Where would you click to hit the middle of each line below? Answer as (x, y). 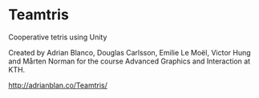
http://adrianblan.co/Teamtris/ (58, 85)
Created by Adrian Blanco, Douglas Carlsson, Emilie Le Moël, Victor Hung (129, 52)
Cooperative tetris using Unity (58, 37)
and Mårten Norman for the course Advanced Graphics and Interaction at (129, 61)
